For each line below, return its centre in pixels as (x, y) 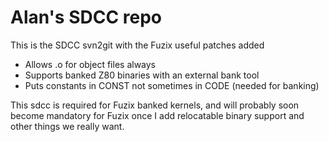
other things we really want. (67, 126)
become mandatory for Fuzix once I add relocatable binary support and (157, 115)
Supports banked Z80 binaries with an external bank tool (142, 75)
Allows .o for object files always (90, 64)
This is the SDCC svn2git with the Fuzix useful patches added (137, 45)
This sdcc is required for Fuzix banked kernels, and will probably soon (155, 105)
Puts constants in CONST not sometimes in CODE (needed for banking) (172, 85)
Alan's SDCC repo (86, 17)
